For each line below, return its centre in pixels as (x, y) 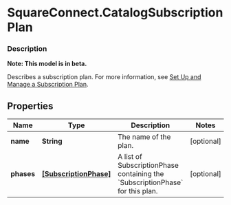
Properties (30, 106)
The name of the (144, 137)
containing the (141, 174)
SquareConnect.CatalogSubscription (115, 13)
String (52, 141)
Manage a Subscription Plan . (48, 85)
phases (23, 174)
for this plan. (138, 191)
